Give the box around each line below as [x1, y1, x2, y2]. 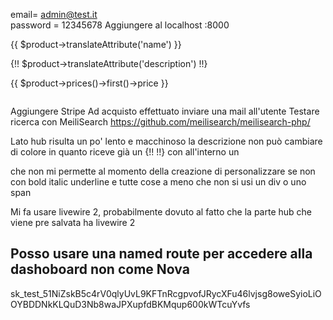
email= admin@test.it [10, 9, 98, 20]
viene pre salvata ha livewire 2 [10, 217, 136, 228]
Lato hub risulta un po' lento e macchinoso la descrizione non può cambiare [10, 135, 323, 147]
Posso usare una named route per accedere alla [10, 245, 313, 263]
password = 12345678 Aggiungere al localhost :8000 [10, 19, 230, 31]
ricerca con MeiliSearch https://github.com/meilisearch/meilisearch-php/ [10, 116, 311, 128]
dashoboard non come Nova [10, 261, 190, 278]
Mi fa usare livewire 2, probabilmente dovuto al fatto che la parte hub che [10, 206, 313, 218]
